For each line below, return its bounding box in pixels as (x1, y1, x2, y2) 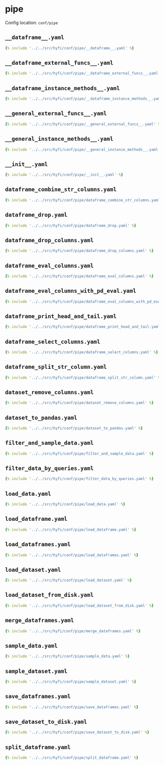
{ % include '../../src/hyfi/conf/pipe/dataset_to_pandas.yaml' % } (5, 426, 143, 431)
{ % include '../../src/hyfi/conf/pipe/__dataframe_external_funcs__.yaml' (5, 71, 161, 76)
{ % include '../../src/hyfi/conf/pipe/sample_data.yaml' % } (5, 654, 130, 659)
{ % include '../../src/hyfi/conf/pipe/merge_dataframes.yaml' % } (5, 629, 141, 634)
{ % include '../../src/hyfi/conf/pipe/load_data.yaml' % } (5, 502, 125, 507)
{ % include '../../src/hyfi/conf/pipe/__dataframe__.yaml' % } (5, 46, 134, 51)
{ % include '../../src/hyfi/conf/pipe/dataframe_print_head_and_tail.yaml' (5, 325, 163, 330)
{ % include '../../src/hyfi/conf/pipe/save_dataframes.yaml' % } (5, 705, 139, 710)
